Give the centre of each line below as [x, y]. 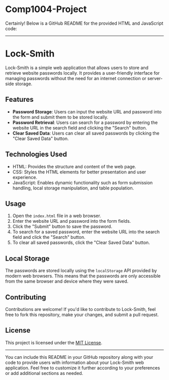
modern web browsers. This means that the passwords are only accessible [83, 276]
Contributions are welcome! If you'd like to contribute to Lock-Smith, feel [80, 309]
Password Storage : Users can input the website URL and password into [87, 111]
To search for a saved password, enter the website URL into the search [86, 232]
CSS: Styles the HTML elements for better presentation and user [79, 172]
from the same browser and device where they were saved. [67, 281]
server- [155, 78]
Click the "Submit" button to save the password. [62, 227]
